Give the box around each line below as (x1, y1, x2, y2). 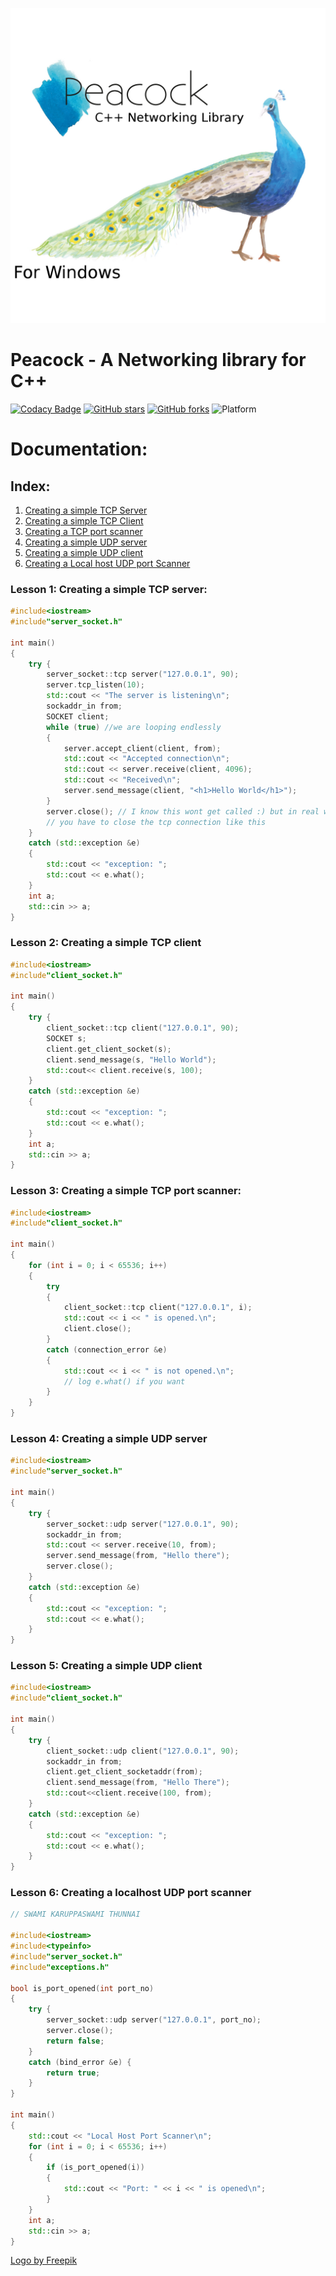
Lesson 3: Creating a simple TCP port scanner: (10, 1184, 242, 1198)
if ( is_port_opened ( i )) (46, 2163, 145, 2173)
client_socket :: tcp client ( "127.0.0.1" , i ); (63, 1303, 253, 1313)
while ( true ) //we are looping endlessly (46, 722, 222, 732)
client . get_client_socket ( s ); (46, 1044, 172, 1054)
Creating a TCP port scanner (24, 525, 143, 537)
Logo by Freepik (10, 2254, 78, 2267)
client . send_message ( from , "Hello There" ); (46, 1778, 230, 1788)
